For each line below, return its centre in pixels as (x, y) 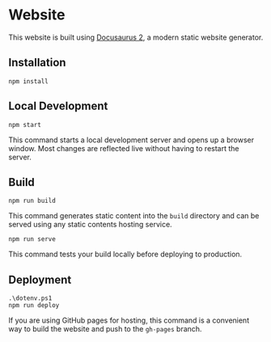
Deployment (40, 279)
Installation (37, 63)
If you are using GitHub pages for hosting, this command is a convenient (129, 320)
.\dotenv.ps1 (30, 298)
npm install (28, 81)
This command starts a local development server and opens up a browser (131, 140)
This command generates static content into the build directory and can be (134, 216)
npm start (25, 125)
